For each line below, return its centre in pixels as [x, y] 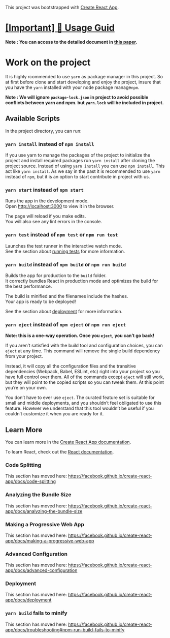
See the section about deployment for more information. [64, 311]
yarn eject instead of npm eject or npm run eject [65, 324]
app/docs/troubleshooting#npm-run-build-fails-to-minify [65, 629]
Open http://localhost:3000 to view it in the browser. [60, 206]
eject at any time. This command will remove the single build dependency [83, 351]
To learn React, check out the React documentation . [60, 451]
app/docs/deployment [28, 600]
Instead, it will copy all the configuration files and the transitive [71, 366]
